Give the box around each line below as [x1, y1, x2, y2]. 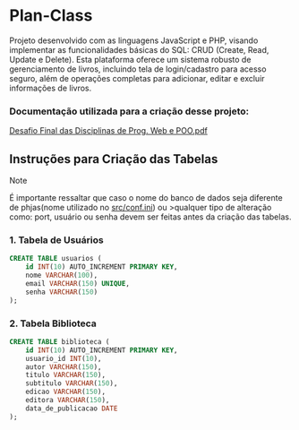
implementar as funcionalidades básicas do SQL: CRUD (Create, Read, [9, 44, 269, 55]
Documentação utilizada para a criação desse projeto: [9, 105, 250, 117]
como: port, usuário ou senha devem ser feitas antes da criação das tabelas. [9, 211, 292, 222]
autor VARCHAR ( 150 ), [25, 362, 102, 372]
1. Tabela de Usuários [9, 234, 105, 246]
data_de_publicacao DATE [25, 404, 118, 413]
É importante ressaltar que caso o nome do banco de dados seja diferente [9, 193, 284, 203]
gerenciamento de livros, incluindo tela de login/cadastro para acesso [9, 64, 267, 74]
